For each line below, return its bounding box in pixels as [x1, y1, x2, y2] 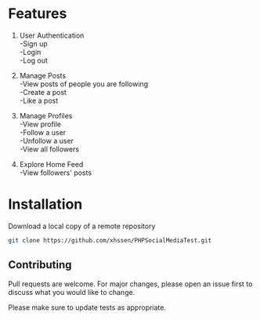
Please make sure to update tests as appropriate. [8, 303, 167, 312]
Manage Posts [19, 71, 67, 80]
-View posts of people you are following [19, 79, 149, 89]
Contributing [8, 258, 72, 271]
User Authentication [19, 31, 85, 40]
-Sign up [19, 38, 49, 48]
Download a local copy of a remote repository [8, 221, 156, 231]
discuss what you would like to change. [8, 287, 135, 296]
